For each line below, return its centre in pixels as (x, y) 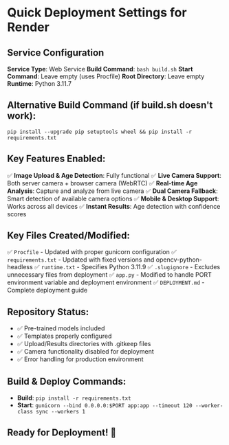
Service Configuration (56, 53)
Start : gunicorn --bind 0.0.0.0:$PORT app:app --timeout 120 (105, 405)
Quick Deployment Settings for (97, 13)
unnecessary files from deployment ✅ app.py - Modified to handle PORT (109, 275)
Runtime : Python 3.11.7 (40, 83)
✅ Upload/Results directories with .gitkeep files (84, 344)
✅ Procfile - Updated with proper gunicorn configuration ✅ (92, 252)
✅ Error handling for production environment (80, 359)
